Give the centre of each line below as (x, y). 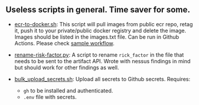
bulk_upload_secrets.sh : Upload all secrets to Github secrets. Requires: (102, 79)
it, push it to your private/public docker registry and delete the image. (100, 30)
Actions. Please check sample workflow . (64, 43)
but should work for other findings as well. (67, 67)
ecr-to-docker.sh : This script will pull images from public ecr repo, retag (103, 24)
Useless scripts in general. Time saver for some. (98, 10)
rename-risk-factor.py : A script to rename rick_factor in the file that (99, 55)
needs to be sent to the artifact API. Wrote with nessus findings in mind (102, 61)
